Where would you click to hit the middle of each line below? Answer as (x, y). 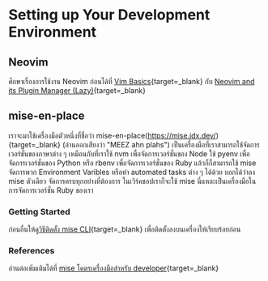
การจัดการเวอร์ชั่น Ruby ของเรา (51, 190)
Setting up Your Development (109, 15)
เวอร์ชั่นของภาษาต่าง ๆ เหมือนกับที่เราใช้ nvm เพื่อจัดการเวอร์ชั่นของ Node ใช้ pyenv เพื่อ (129, 153)
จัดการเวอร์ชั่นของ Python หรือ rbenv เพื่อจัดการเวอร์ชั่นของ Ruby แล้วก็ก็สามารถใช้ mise (132, 163)
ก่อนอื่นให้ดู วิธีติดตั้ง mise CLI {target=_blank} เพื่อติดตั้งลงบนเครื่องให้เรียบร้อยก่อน (125, 229)
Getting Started (39, 211)
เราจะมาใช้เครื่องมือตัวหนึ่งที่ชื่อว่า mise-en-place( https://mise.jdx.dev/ (112, 135)
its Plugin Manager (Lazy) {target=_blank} (77, 90)
